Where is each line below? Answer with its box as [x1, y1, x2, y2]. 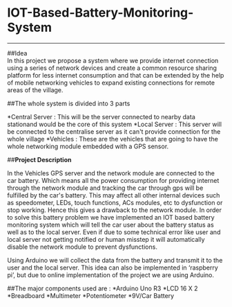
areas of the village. [7, 85, 64, 94]
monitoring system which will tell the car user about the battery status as [7, 220, 214, 229]
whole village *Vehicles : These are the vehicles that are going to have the [7, 134, 219, 143]
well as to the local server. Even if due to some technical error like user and [7, 227, 221, 236]
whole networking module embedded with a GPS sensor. [7, 142, 169, 150]
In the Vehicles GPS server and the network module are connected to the [7, 168, 215, 177]
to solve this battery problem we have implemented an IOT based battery [7, 213, 215, 221]
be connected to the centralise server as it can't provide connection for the [7, 127, 221, 136]
